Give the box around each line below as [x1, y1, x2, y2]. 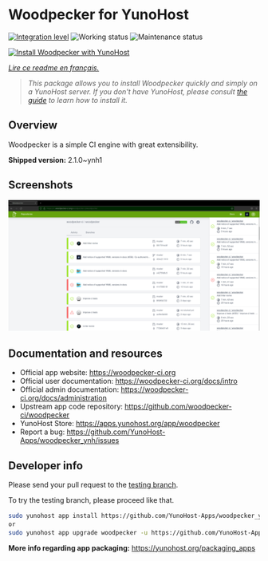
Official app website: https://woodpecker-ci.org [19, 368, 176, 377]
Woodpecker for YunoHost [8, 6, 189, 24]
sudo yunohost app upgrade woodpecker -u [8, 528, 148, 536]
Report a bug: [19, 427, 65, 437]
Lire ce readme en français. [8, 62, 100, 73]
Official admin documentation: [19, 385, 120, 394]
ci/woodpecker [19, 410, 70, 420]
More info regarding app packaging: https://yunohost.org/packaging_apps [8, 543, 256, 552]
